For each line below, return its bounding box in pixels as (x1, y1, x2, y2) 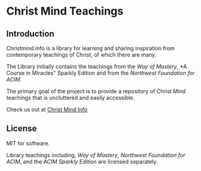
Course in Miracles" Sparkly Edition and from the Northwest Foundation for (6, 69, 195, 77)
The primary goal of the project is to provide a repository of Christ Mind (6, 88, 186, 95)
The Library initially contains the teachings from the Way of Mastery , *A (6, 63, 188, 70)
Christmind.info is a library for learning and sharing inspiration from (6, 44, 175, 52)
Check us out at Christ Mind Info (6, 106, 88, 113)
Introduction (6, 29, 55, 39)
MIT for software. (6, 139, 50, 147)
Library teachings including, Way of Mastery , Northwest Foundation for (6, 151, 186, 159)
